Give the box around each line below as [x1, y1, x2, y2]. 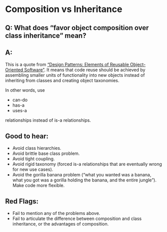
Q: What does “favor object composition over [5, 24, 149, 32]
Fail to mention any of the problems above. [12, 210, 101, 216]
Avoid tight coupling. [12, 156, 55, 162]
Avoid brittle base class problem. [12, 150, 80, 156]
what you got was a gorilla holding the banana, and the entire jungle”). [12, 177, 157, 183]
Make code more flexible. [12, 182, 65, 188]
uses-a [12, 108, 27, 114]
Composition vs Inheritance [5, 4, 123, 15]
